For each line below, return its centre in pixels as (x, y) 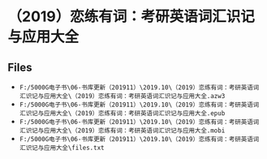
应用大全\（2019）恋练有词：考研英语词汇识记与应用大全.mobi (134, 131)
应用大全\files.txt (74, 148)
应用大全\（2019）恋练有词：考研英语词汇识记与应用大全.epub (134, 114)
